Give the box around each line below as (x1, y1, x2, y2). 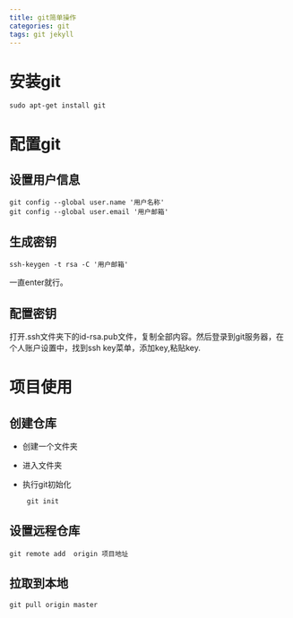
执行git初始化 (22, 478, 72, 489)
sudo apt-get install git (9, 101, 106, 110)
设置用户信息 (9, 172, 81, 187)
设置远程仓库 (9, 523, 81, 538)
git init (26, 496, 60, 506)
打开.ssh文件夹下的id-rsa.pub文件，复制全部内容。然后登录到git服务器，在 (9, 330, 285, 341)
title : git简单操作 (9, 13, 77, 22)
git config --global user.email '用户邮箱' (9, 208, 168, 217)
